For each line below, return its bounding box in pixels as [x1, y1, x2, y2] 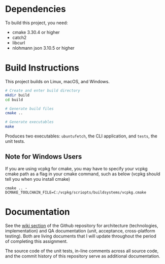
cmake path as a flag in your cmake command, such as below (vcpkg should [5, 171, 161, 177]
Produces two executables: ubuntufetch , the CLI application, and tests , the [5, 133, 158, 139]
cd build [5, 97, 23, 102]
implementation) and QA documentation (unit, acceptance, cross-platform [5, 228, 155, 233]
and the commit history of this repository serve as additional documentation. [5, 253, 161, 259]
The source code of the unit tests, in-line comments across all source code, [5, 248, 159, 254]
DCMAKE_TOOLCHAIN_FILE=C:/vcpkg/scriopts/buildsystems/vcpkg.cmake [5, 190, 147, 195]
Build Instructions [5, 63, 80, 73]
